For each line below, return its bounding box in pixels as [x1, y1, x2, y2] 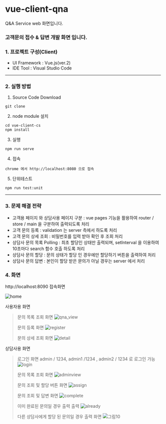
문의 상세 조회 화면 [17, 335, 53, 341]
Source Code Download [12, 95, 61, 101]
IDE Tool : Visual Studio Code [12, 65, 72, 71]
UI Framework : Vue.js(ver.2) [12, 60, 71, 66]
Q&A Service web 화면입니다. [5, 20, 63, 26]
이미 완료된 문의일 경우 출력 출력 [17, 403, 80, 409]
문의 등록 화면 [17, 324, 44, 331]
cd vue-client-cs [5, 123, 41, 128]
